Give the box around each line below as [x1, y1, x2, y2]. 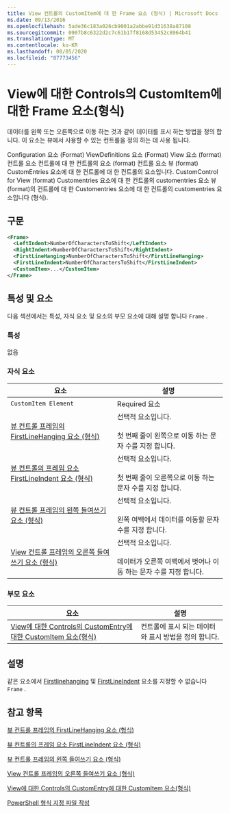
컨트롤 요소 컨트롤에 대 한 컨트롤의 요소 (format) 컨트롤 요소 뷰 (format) [7, 159, 199, 167]
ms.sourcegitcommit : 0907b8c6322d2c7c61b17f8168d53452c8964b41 [7, 29, 192, 36]
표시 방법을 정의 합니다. [149, 632, 220, 642]
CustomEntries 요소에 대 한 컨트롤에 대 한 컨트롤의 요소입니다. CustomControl [7, 167, 218, 175]
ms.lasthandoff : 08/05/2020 [7, 49, 88, 55]
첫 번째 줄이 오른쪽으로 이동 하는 [117, 473, 215, 483]
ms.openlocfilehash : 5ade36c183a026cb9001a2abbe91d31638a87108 [7, 23, 192, 29]
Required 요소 [117, 399, 161, 409]
